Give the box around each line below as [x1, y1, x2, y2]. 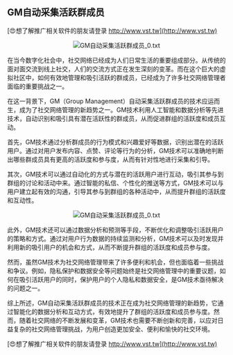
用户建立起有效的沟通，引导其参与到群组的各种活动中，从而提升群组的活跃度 [7, 187, 226, 196]
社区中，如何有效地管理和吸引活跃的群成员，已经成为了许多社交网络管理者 [12, 73, 226, 81]
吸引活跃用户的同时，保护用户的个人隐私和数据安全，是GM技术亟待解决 [19, 275, 224, 283]
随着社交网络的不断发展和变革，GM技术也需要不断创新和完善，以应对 [19, 316, 218, 324]
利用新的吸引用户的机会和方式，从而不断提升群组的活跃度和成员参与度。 [7, 243, 214, 251]
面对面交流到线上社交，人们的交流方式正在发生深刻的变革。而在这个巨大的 [7, 65, 220, 73]
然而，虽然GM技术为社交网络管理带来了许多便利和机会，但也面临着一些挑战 [7, 258, 224, 266]
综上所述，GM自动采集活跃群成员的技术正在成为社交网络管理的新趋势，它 [7, 299, 218, 307]
